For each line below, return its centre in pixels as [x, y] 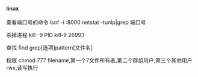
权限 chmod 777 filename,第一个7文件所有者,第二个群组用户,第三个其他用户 [99, 60]
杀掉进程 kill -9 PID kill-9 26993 [45, 35]
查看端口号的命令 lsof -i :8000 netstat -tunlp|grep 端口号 [76, 22]
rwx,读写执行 [22, 68]
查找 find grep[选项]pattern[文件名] [50, 48]
